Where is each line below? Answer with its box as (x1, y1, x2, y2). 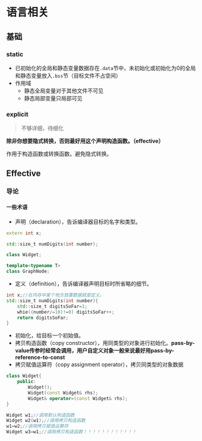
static (6, 50, 24, 58)
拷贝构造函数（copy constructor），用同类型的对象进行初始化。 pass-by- (14, 340, 195, 347)
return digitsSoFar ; (17, 315, 69, 321)
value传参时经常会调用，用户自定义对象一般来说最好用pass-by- (14, 347, 175, 354)
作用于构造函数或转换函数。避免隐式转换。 (6, 150, 112, 158)
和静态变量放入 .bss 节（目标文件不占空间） (14, 72, 122, 79)
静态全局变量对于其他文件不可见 (24, 87, 104, 94)
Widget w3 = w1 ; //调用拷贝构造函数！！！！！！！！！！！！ (6, 429, 137, 435)
